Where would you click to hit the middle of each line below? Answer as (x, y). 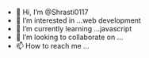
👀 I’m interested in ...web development (78, 20)
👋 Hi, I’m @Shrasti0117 (52, 12)
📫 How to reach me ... (52, 46)
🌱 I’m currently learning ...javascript (74, 29)
